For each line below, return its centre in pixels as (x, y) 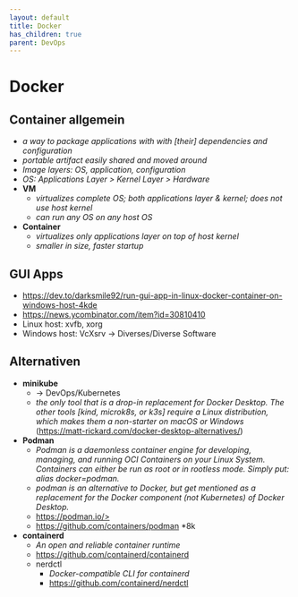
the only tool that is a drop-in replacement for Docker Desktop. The (160, 402)
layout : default (39, 17)
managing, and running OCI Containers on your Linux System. (150, 459)
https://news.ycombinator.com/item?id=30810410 (114, 315)
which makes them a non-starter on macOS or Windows (140, 421)
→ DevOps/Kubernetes (78, 392)
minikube (40, 383)
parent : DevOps (38, 43)
